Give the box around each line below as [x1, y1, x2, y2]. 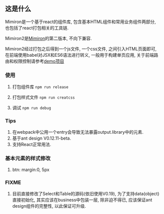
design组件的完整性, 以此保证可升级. [12, 203, 86, 209]
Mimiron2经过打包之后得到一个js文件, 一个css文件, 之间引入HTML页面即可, [5, 46, 157, 52]
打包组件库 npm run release [12, 84, 69, 90]
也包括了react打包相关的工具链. [5, 25, 69, 31]
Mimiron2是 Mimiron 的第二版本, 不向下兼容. [5, 35, 92, 41]
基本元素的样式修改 [5, 155, 51, 162]
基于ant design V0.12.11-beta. [12, 135, 71, 142]
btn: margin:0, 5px [12, 167, 50, 173]
